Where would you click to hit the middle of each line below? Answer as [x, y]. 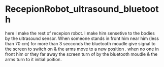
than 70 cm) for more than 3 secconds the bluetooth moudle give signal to [81, 43]
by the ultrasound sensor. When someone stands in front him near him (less [82, 38]
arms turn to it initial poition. [33, 59]
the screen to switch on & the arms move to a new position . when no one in [82, 49]
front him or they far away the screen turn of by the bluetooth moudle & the [81, 54]
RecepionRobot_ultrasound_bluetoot [82, 9]
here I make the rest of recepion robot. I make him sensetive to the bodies [80, 33]
